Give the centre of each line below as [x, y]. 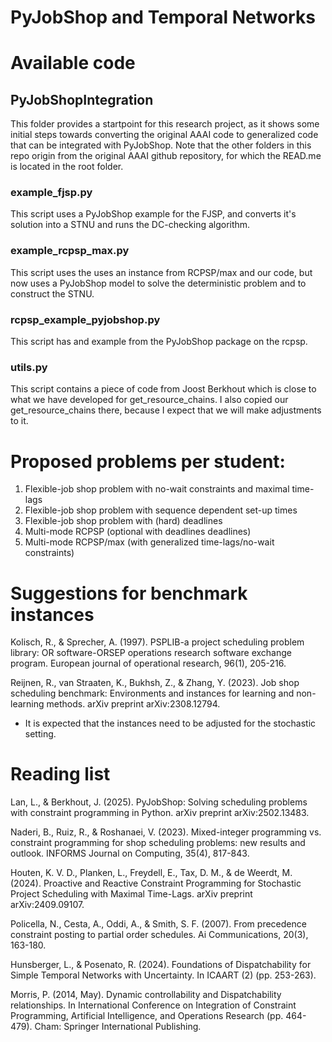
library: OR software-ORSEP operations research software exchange [151, 653]
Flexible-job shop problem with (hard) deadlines [123, 521]
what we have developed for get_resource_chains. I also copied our [149, 400]
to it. [19, 421]
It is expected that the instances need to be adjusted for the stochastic [170, 723]
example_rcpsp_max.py [70, 251]
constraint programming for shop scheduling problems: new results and [158, 843]
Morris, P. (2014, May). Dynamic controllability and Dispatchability [146, 995]
